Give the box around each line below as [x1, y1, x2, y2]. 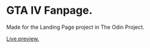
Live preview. [6, 35, 39, 42]
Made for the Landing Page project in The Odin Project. [6, 23, 145, 31]
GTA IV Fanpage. [6, 4, 93, 17]
